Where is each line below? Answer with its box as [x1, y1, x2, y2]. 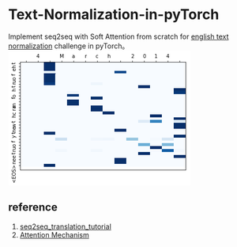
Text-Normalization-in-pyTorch [8, 6, 220, 24]
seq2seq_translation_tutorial [19, 222, 112, 231]
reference [8, 200, 58, 215]
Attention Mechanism [19, 230, 89, 239]
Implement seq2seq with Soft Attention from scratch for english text [8, 32, 229, 41]
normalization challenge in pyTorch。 [8, 41, 130, 51]
